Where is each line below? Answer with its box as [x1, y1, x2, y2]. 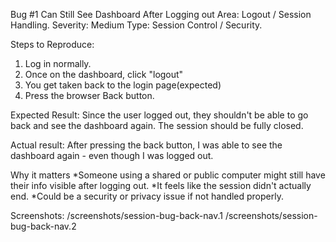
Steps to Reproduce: [10, 39, 95, 50]
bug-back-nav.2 [10, 220, 77, 232]
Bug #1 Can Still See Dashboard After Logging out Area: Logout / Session [10, 9, 312, 20]
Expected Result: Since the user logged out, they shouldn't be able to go [10, 109, 309, 121]
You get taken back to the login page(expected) [24, 79, 222, 91]
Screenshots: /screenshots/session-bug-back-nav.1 [10, 210, 223, 221]
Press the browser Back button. [24, 90, 155, 101]
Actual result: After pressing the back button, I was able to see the [10, 139, 283, 151]
